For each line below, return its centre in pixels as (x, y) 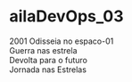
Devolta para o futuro (48, 60)
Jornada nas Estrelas (48, 70)
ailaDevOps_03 (66, 16)
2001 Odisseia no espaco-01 (62, 41)
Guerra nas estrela (43, 50)
